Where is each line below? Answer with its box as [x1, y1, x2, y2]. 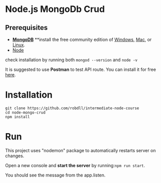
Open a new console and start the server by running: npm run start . [5, 162, 146, 168]
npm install [5, 114, 30, 119]
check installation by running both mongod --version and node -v [5, 57, 138, 63]
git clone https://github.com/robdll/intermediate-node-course [5, 106, 140, 111]
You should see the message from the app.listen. [5, 172, 106, 178]
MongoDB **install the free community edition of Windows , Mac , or [12, 36, 152, 42]
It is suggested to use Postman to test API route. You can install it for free [5, 66, 156, 72]
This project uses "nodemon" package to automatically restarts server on [5, 147, 156, 153]
